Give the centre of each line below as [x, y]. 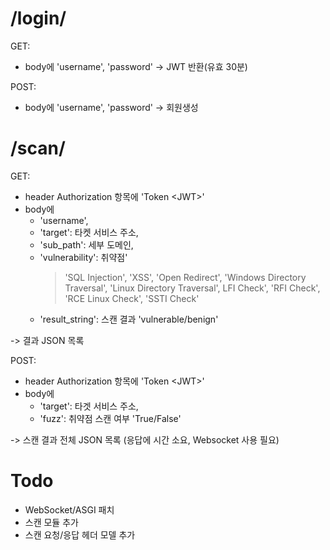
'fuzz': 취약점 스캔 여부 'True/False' [110, 418]
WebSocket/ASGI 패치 [69, 509]
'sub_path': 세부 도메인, [86, 244]
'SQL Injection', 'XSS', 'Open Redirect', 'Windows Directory [185, 277]
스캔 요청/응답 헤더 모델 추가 [80, 534]
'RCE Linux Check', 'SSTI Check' [132, 298]
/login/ [38, 18]
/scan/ [38, 148]
